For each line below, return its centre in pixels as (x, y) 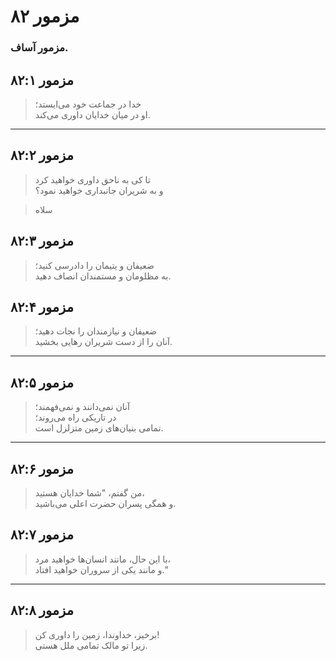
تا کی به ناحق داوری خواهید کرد (92, 179)
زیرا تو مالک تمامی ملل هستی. (91, 645)
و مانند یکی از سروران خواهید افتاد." (101, 569)
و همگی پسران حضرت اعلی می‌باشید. (105, 503)
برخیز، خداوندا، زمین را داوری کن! (97, 634)
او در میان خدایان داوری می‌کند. (92, 114)
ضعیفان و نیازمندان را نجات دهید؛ (95, 331)
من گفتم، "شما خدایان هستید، (89, 492)
